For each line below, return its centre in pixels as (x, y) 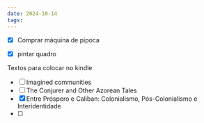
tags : (15, 20)
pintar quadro (37, 54)
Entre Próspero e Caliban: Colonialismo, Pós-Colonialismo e (112, 99)
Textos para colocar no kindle (50, 67)
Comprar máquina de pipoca (58, 40)
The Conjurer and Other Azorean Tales (81, 90)
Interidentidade (39, 106)
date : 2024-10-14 (32, 14)
